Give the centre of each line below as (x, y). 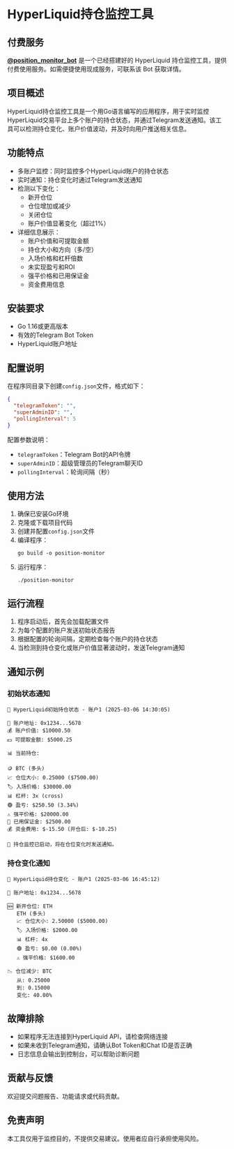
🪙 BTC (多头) (26, 768)
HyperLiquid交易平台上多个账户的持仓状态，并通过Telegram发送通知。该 (111, 120)
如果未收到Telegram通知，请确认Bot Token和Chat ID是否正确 (105, 1045)
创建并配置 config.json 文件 (56, 532)
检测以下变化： (39, 188)
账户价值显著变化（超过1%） (69, 223)
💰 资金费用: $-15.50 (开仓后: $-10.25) (62, 829)
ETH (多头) (31, 914)
